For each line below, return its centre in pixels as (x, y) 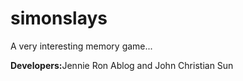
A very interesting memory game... (81, 46)
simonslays (59, 18)
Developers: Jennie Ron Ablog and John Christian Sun (122, 65)
